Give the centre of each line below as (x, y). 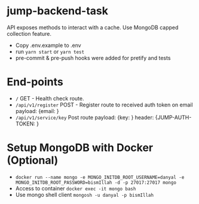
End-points (35, 82)
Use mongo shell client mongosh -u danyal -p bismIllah (85, 194)
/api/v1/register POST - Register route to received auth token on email (104, 105)
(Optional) (33, 160)
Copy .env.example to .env (48, 45)
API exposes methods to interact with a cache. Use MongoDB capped (93, 27)
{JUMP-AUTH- (173, 117)
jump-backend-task (58, 11)
